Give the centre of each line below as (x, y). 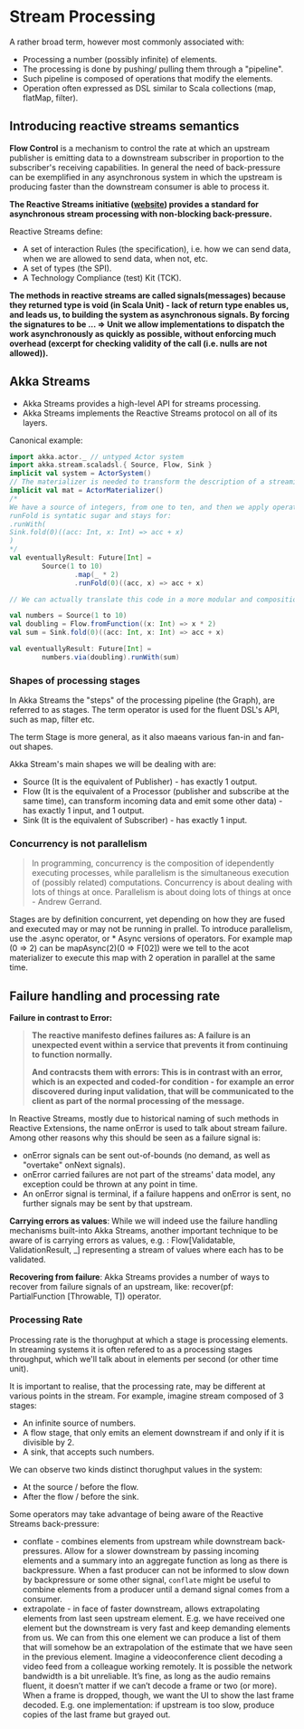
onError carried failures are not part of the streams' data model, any (149, 1175)
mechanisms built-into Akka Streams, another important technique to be (144, 1231)
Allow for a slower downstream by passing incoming (162, 1551)
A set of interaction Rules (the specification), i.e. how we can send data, (157, 249)
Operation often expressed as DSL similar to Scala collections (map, (149, 88)
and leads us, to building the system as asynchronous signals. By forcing (149, 314)
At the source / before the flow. (81, 1486)
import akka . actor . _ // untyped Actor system (96, 456)
